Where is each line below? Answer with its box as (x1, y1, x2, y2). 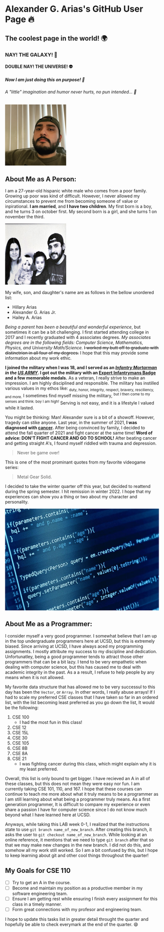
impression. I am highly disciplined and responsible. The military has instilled (5, 380, 159, 386)
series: (5, 465, 19, 470)
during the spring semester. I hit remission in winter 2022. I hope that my (5, 488, 151, 494)
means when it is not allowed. (5, 674, 65, 680)
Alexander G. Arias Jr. (12, 309, 56, 316)
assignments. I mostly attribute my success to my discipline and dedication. (5, 648, 157, 654)
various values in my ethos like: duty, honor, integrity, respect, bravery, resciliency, (5, 385, 155, 393)
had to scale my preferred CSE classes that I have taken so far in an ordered (5, 694, 159, 700)
